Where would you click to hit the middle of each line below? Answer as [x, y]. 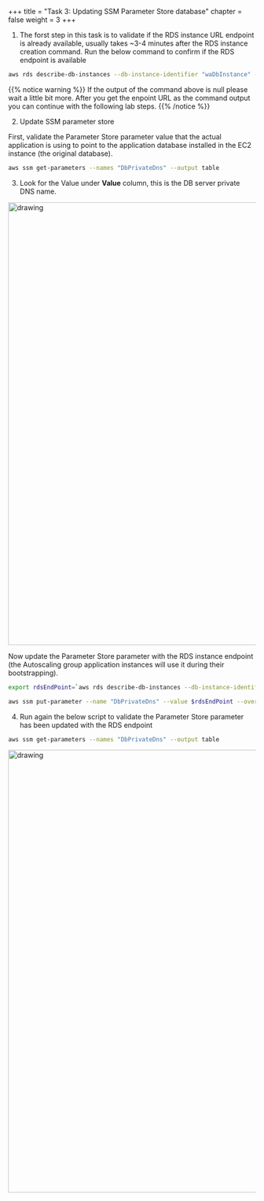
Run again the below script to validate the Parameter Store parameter [132, 716]
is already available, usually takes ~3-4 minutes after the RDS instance [134, 43]
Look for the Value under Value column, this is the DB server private [130, 183]
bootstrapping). [33, 673]
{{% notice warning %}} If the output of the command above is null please [128, 89]
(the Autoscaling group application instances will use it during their [116, 664]
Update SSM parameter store [67, 121]
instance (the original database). [60, 153]
